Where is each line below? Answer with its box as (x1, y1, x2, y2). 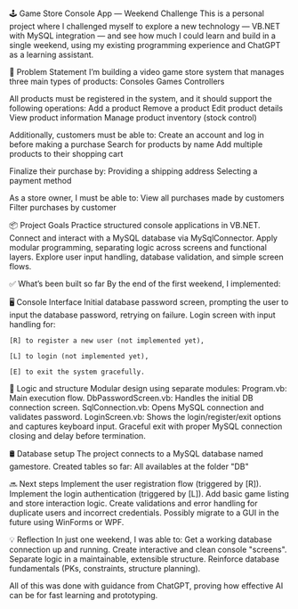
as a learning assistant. (9, 49, 94, 60)
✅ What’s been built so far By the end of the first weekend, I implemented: (9, 278, 281, 289)
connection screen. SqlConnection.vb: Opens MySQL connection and (9, 402, 264, 413)
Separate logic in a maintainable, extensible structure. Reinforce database (9, 554, 280, 564)
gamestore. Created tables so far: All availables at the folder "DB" (9, 461, 249, 472)
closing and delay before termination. (9, 431, 147, 440)
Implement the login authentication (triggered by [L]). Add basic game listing (9, 489, 289, 498)
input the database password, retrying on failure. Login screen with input (9, 309, 276, 320)
